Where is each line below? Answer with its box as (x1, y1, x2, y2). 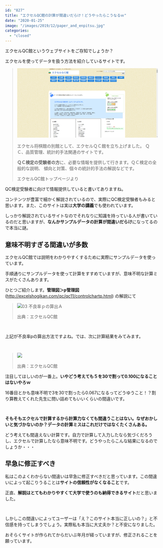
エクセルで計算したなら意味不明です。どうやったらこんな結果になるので (13, 438, 158, 444)
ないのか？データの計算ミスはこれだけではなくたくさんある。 (26, 422, 149, 427)
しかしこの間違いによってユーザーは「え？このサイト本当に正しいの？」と (5, 516, 154, 521)
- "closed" (9, 33, 32, 38)
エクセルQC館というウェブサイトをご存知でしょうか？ (5, 48, 114, 53)
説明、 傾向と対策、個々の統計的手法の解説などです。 (30, 165, 137, 172)
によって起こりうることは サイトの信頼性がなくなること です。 (9, 479, 132, 485)
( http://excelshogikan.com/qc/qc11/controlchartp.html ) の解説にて (5, 293, 137, 299)
